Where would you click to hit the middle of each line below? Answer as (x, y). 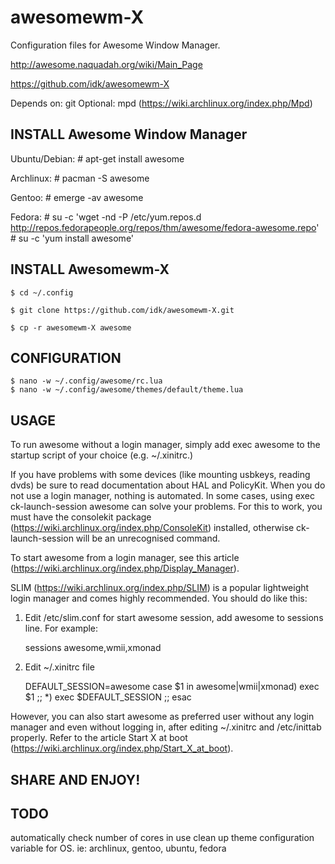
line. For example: (61, 628)
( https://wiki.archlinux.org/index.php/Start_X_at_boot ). (122, 748)
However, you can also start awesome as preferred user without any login (162, 717)
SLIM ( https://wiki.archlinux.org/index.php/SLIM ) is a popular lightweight (160, 588)
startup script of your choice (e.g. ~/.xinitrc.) (102, 455)
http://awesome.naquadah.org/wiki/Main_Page (106, 64)
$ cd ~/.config (42, 292)
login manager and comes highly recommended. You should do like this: (159, 598)
